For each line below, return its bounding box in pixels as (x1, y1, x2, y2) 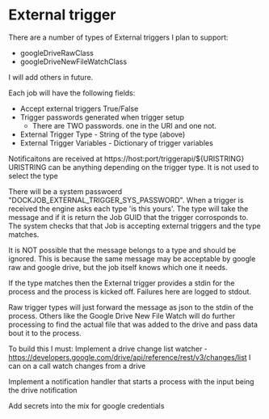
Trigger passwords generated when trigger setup (19, 112, 184, 122)
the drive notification (8, 385, 78, 395)
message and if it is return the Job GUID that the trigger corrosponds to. (8, 212, 249, 222)
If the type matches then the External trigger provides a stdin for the (8, 277, 235, 288)
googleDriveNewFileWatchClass (19, 57, 128, 66)
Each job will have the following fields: (8, 87, 136, 98)
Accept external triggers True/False (19, 104, 139, 113)
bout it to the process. (8, 328, 82, 337)
